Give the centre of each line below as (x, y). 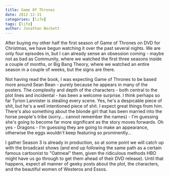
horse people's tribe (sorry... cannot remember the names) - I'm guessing (82, 117)
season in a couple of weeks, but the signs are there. (60, 70)
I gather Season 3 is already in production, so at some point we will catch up (84, 143)
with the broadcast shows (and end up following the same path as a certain (83, 148)
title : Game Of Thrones (30, 10)
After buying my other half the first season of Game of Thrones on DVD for (83, 43)
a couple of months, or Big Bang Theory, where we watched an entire (77, 64)
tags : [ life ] (19, 24)
